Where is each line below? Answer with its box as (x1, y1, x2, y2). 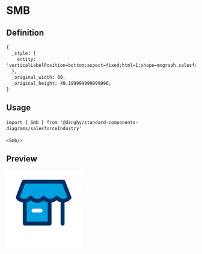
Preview (6, 154, 38, 164)
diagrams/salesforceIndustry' (6, 125, 82, 131)
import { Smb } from (6, 119, 58, 125)
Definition (6, 28, 44, 38)
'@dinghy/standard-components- (60, 119, 138, 125)
